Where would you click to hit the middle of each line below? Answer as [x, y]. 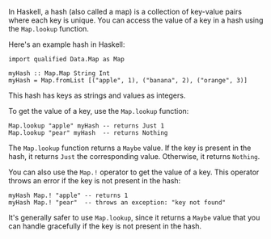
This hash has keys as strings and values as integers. [97, 95]
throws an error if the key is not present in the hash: [95, 180]
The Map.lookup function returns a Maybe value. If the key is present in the [130, 148]
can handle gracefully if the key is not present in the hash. [105, 226]
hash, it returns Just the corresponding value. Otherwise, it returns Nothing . [134, 156]
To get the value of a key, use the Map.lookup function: [99, 111]
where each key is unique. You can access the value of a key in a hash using [136, 20]
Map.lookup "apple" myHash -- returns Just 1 [86, 126]
